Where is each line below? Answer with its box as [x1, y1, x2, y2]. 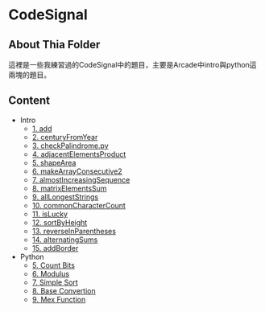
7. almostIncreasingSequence [31, 174, 130, 184]
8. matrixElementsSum [31, 183, 107, 193]
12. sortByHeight [31, 217, 88, 227]
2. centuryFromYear [31, 132, 98, 142]
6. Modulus [31, 269, 70, 278]
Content [8, 94, 51, 108]
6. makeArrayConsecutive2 [31, 166, 122, 176]
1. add [31, 123, 52, 133]
